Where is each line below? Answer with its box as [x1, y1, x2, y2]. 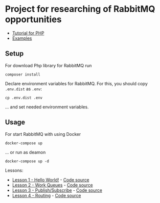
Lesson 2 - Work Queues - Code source [12, 182, 93, 188]
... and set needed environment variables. [5, 104, 89, 110]
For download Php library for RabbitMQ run [5, 62, 92, 68]
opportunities [5, 14, 62, 25]
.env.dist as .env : [5, 86, 43, 92]
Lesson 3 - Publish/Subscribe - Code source [12, 187, 103, 193]
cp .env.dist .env [5, 95, 43, 100]
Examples [12, 35, 32, 41]
